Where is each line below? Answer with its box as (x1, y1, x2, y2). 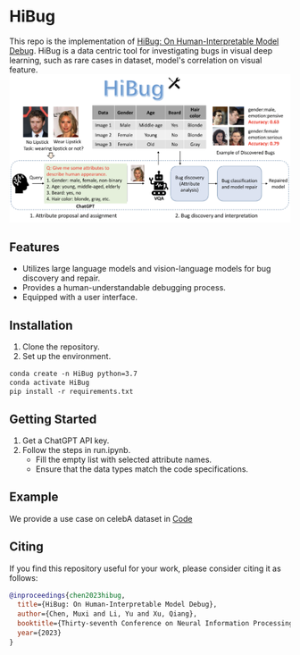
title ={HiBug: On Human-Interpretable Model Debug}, (17, 600, 218, 609)
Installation (9, 317, 73, 332)
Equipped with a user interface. (21, 292, 138, 303)
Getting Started (9, 411, 97, 426)
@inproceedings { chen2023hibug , (9, 591, 126, 600)
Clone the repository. (21, 341, 100, 352)
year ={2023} (17, 628, 62, 638)
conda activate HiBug (9, 378, 90, 388)
